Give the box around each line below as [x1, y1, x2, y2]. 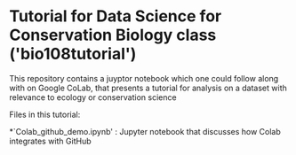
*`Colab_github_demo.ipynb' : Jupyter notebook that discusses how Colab [9, 126, 282, 136]
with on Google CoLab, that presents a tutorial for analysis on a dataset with [9, 82, 287, 93]
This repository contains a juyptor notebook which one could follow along [9, 73, 279, 83]
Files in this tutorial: [9, 109, 81, 120]
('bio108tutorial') [9, 44, 137, 64]
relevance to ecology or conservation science [9, 91, 177, 103]
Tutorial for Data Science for [9, 6, 222, 27]
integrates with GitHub [9, 136, 92, 146]
